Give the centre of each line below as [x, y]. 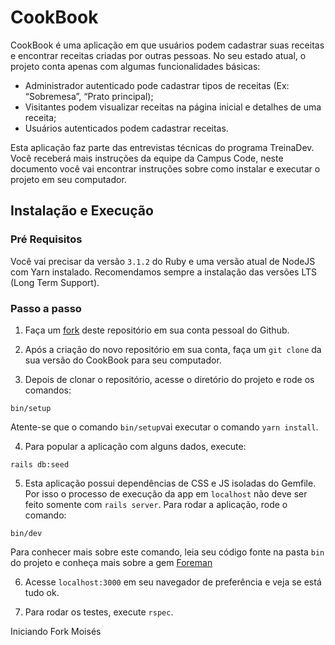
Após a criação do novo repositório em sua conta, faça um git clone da [173, 349]
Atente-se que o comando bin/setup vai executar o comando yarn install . [164, 427]
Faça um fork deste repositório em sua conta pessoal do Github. [157, 330]
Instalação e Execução [82, 211]
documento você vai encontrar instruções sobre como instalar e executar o [165, 168]
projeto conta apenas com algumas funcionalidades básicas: [135, 66]
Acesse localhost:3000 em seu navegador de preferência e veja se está [173, 582]
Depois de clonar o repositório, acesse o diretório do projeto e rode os [169, 379]
